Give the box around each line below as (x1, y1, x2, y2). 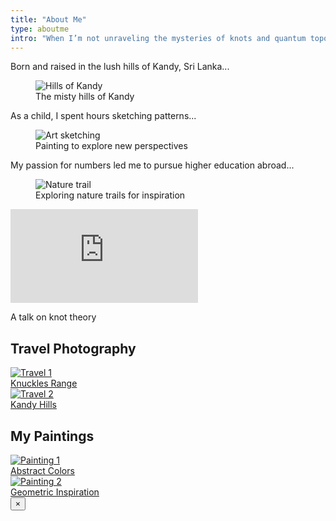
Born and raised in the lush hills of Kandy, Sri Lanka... (10, 61, 230, 73)
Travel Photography (10, 340, 137, 357)
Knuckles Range (10, 377, 78, 390)
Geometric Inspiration (10, 486, 100, 498)
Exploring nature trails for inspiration (35, 189, 186, 201)
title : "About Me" (10, 14, 87, 25)
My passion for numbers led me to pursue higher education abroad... (10, 159, 295, 171)
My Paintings (10, 427, 95, 445)
